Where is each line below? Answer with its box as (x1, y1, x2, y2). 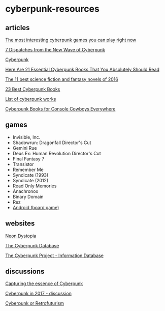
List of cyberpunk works (5, 96, 56, 102)
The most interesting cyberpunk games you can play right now (5, 37, 137, 43)
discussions (5, 267, 45, 276)
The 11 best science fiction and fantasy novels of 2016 (5, 76, 118, 82)
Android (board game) (12, 204, 59, 210)
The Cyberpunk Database (5, 242, 59, 248)
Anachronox (12, 188, 39, 194)
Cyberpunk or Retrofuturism (5, 300, 64, 306)
